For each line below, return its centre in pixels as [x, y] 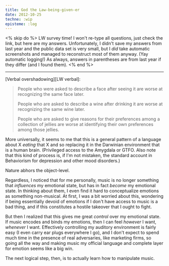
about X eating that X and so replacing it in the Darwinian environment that [82, 145]
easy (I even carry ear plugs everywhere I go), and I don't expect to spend [82, 233]
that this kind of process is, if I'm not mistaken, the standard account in [79, 156]
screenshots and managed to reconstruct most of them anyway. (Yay [77, 54]
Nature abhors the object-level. [37, 171]
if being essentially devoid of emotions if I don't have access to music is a [82, 202]
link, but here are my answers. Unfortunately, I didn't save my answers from [83, 44]
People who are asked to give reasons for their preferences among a [89, 119]
